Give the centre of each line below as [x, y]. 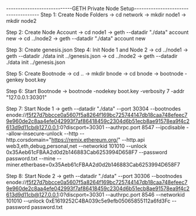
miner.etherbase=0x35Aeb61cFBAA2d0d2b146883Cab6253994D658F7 [93, 164]
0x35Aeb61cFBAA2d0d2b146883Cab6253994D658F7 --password [87, 152]
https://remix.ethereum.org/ [85, 140]
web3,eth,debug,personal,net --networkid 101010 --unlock [77, 146]
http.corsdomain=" [29, 140]
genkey [15, 80]
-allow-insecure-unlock [35, 133]
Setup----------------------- [154, 8]
